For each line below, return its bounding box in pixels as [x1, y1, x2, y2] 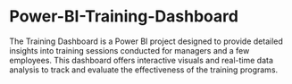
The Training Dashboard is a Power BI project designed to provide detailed [9, 36, 284, 46]
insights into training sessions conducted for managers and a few [9, 45, 250, 55]
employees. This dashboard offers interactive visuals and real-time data [9, 55, 274, 65]
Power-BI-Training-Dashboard [9, 6, 239, 27]
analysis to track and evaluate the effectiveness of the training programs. [9, 64, 279, 75]
